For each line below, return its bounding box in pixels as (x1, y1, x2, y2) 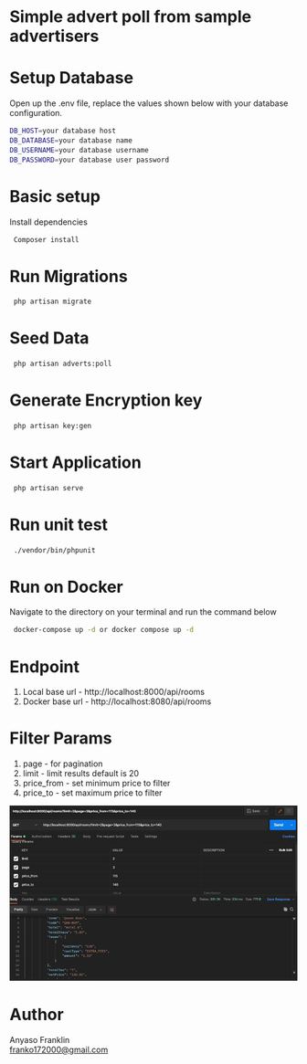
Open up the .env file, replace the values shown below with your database (9, 98, 289, 109)
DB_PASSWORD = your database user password (9, 155, 170, 164)
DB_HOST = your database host (9, 126, 117, 136)
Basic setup (9, 185, 101, 206)
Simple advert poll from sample (9, 6, 252, 27)
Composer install (13, 235, 79, 244)
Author (9, 1004, 64, 1025)
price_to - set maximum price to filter (22, 787, 163, 798)
